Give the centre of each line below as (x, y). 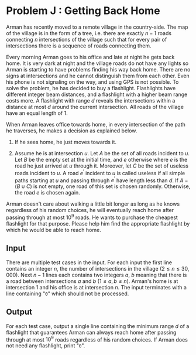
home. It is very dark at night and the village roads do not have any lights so (97, 63)
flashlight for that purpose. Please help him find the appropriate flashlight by (98, 223)
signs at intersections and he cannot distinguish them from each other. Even (98, 76)
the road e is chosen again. (47, 193)
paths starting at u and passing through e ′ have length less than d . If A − (101, 180)
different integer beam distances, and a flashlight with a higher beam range (97, 94)
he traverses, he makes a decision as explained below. (72, 131)
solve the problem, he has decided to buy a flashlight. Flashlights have (91, 88)
